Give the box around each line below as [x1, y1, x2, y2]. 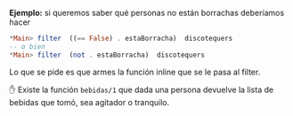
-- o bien [9, 42, 46, 51]
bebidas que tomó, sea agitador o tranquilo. [9, 97, 170, 107]
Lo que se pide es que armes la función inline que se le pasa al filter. [9, 66, 261, 77]
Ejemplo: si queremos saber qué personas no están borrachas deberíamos [9, 8, 285, 18]
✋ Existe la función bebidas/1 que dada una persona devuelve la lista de [9, 84, 274, 95]
